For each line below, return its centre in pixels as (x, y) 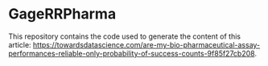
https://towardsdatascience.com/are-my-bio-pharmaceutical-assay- (146, 44)
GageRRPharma (62, 14)
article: (20, 44)
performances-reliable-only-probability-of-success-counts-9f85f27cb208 (132, 53)
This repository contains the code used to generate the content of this (125, 36)
